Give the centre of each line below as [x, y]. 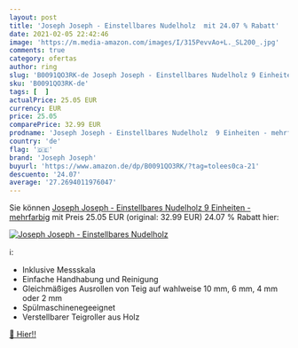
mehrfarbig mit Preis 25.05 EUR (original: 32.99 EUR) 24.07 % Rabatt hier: [144, 217]
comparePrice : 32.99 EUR [55, 125]
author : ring [33, 67]
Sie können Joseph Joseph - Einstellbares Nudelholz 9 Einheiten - [130, 208]
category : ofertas [43, 59]
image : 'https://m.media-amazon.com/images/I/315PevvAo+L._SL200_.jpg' [144, 42]
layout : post [33, 17]
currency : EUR [35, 108]
